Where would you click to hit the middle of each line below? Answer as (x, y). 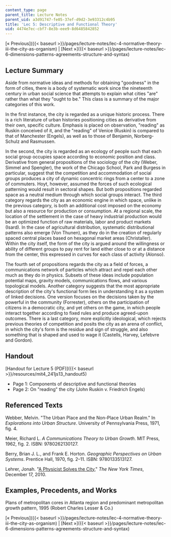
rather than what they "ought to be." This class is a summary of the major (82, 99)
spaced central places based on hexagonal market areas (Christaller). (79, 238)
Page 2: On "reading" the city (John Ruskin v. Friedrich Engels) (79, 389)
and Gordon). (19, 340)
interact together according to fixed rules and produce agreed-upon (77, 313)
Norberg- (144, 136)
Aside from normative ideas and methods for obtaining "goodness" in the (82, 83)
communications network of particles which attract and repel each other (81, 270)
